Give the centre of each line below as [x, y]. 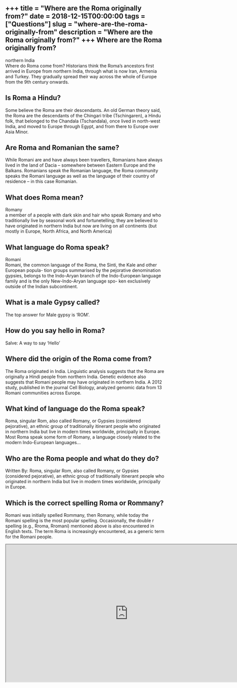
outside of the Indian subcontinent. [42, 287]
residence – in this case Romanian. [41, 181]
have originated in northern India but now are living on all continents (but [81, 226]
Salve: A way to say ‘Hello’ [33, 343]
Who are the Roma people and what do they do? [82, 459]
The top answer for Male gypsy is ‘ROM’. [48, 315]
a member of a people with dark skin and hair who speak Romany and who [83, 215]
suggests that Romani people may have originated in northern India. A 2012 [84, 382]
